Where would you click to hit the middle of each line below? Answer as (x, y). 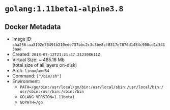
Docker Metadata (33, 27)
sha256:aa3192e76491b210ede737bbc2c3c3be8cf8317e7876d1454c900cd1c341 (89, 45)
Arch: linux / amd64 (31, 71)
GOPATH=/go (31, 102)
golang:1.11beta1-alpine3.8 (64, 9)
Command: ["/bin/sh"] (37, 76)
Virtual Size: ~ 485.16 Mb (38, 60)
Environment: (26, 81)
